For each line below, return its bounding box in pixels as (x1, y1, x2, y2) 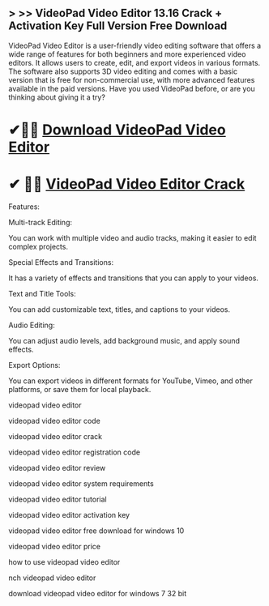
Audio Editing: (8, 320, 55, 330)
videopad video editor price (8, 541, 101, 551)
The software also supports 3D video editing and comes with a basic (8, 66, 238, 76)
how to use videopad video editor (8, 557, 121, 566)
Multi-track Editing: (8, 217, 73, 227)
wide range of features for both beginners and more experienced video (8, 49, 246, 59)
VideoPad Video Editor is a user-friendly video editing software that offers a (8, 41, 262, 50)
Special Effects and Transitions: (8, 257, 114, 267)
